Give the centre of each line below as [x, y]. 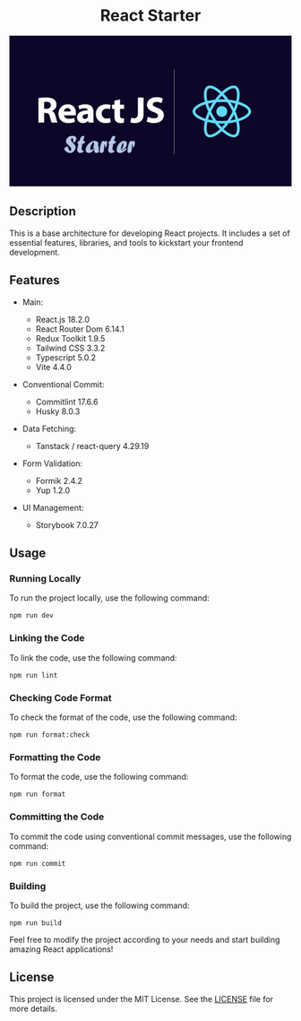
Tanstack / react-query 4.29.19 [92, 446]
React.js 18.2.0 [63, 319]
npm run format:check [50, 735]
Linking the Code [47, 638]
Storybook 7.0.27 [67, 524]
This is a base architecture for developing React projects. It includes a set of [150, 233]
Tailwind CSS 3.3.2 [70, 348]
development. [34, 252]
